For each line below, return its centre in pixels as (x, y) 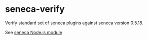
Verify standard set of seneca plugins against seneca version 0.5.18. (74, 23)
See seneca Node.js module (34, 32)
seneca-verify (35, 9)
